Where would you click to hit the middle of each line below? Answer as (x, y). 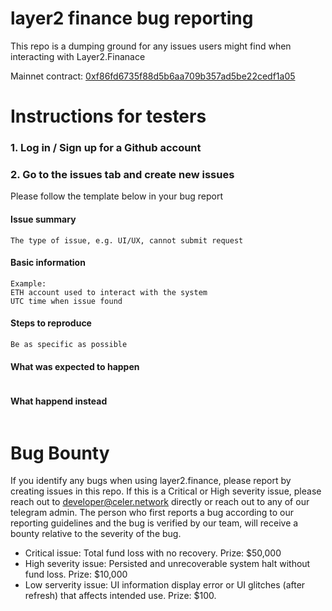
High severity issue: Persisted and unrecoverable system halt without (167, 564)
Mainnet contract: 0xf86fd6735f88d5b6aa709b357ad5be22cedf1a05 (153, 76)
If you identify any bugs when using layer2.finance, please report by (151, 481)
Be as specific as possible (69, 344)
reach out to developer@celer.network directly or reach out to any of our (160, 502)
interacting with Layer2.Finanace (78, 56)
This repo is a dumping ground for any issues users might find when (151, 46)
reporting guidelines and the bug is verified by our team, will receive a (154, 523)
